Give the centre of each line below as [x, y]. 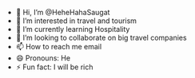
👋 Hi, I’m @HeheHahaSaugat [63, 12]
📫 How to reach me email [59, 47]
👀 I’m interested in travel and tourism [76, 21]
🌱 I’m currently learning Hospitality [73, 29]
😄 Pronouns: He [43, 58]
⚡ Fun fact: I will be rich [54, 67]
